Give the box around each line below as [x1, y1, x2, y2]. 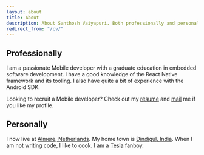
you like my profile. [6, 102, 54, 109]
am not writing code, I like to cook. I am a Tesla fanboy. [6, 142, 144, 149]
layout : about [6, 8, 42, 15]
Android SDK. [6, 84, 41, 91]
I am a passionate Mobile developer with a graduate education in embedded [6, 64, 197, 71]
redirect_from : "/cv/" [6, 25, 64, 32]
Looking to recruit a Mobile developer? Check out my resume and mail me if [6, 95, 196, 103]
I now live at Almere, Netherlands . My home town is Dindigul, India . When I [6, 135, 193, 142]
